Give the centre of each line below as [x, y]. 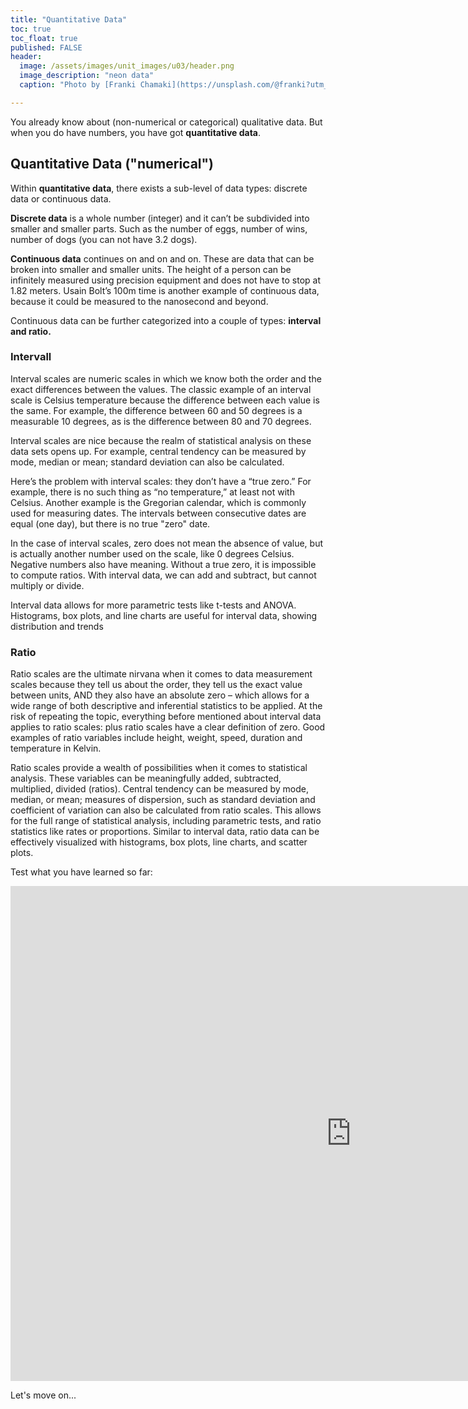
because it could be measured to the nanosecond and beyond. [139, 301]
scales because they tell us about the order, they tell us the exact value [156, 685]
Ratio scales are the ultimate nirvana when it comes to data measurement [161, 674]
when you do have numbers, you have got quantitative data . [136, 132]
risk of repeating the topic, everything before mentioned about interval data [166, 717]
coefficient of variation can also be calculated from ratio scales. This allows [166, 810]
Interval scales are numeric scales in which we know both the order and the [166, 378]
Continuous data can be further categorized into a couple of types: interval [166, 320]
